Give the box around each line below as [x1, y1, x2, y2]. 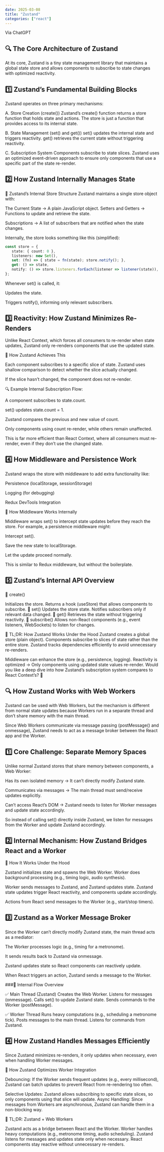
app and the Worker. [5, 733, 47, 739]
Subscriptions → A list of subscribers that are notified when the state [5, 220, 144, 226]
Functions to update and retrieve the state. [5, 210, 91, 216]
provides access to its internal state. [5, 121, 78, 126]
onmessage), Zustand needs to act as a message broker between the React [5, 728, 158, 734]
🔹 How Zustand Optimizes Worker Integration [5, 1067, 96, 1073]
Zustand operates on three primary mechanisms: [5, 101, 104, 106]
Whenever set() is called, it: [5, 280, 60, 286]
